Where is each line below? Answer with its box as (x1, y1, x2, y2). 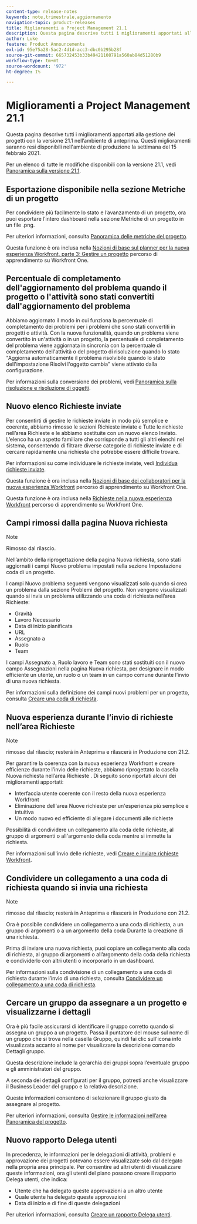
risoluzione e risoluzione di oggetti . (6, 384, 91, 391)
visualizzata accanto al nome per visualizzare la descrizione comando (6, 1041, 175, 1048)
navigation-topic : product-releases (6, 19, 96, 25)
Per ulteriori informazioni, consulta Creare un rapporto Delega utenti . (6, 1210, 172, 1218)
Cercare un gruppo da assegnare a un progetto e (6, 998, 187, 1008)
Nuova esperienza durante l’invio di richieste (6, 712, 174, 722)
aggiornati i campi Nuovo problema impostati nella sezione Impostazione (6, 562, 182, 569)
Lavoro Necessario (14, 616, 60, 623)
